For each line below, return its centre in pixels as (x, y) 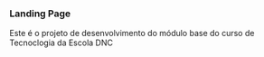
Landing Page (40, 14)
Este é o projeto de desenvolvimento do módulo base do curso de (132, 33)
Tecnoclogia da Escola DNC (61, 43)
